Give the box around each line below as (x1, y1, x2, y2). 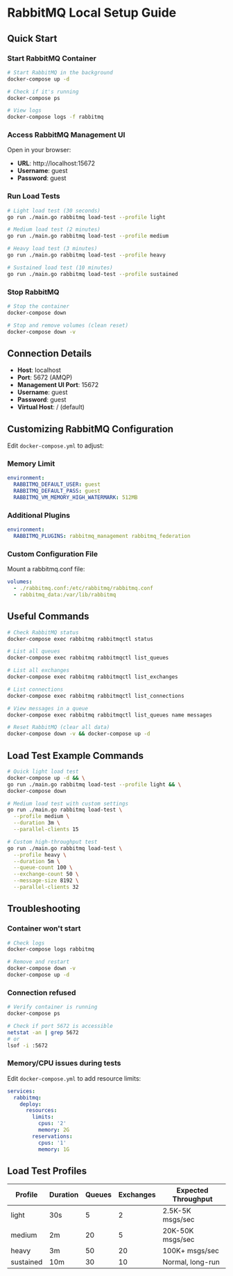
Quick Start (7, 33, 58, 44)
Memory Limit (7, 459, 55, 468)
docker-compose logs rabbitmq (7, 946, 95, 953)
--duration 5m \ (13, 858, 60, 865)
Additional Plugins (7, 510, 71, 520)
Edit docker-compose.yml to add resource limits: (7, 1074, 141, 1082)
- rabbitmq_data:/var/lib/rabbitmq (13, 591, 116, 598)
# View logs (7, 107, 42, 114)
